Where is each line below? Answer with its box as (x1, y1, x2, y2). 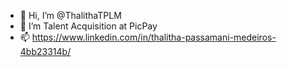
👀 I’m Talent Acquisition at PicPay (19, 20, 158, 32)
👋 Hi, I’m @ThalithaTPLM (19, 10, 122, 21)
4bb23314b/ (19, 46, 72, 57)
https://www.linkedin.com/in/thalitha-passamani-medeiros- (31, 31, 277, 43)
